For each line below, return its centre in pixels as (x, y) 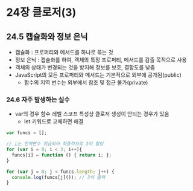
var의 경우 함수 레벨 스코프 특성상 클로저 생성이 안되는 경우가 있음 (92, 114)
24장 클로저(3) (41, 12)
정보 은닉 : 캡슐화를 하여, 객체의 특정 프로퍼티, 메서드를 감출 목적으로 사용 (101, 60)
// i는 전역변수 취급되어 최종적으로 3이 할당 (55, 144)
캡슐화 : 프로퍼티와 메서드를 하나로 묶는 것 (64, 52)
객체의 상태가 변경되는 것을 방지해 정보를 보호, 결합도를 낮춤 (85, 67)
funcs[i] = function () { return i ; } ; (62, 155)
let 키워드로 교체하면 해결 (54, 121)
